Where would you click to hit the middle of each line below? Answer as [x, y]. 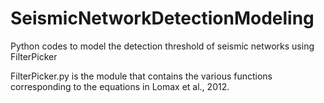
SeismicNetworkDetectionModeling [162, 18]
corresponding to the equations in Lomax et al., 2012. [120, 86]
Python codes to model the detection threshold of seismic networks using [162, 46]
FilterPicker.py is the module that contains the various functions [141, 76]
